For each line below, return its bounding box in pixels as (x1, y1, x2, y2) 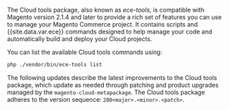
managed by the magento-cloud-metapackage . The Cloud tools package (7, 88, 205, 96)
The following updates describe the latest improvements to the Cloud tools (7, 73, 217, 81)
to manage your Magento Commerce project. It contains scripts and (7, 20, 198, 28)
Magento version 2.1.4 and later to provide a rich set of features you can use (7, 13, 222, 21)
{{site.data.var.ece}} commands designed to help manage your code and (7, 27, 213, 36)
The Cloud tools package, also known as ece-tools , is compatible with (7, 6, 205, 14)
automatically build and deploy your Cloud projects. (7, 35, 152, 43)
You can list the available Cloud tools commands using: (7, 48, 163, 56)
